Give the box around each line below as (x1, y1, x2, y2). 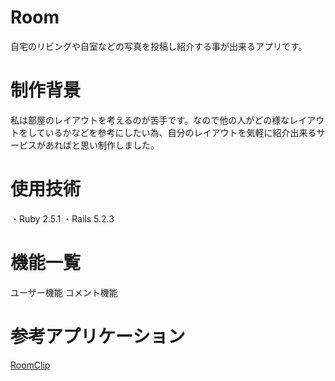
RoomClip (10, 359, 51, 371)
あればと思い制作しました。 (44, 139, 160, 151)
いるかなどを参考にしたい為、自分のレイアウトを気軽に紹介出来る (44, 126, 317, 138)
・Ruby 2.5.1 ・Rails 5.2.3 (10, 212, 115, 225)
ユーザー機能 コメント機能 (10, 286, 118, 298)
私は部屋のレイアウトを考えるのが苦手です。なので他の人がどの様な (10, 114, 290, 126)
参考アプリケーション (10, 325, 186, 348)
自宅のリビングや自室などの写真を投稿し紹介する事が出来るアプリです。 (10, 40, 308, 52)
